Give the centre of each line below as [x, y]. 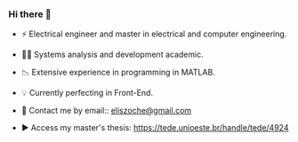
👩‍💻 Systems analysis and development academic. [112, 55]
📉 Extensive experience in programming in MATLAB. [118, 72]
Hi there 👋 [30, 14]
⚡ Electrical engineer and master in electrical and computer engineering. [154, 34]
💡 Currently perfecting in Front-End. [87, 93]
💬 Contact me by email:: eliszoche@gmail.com [106, 111]
